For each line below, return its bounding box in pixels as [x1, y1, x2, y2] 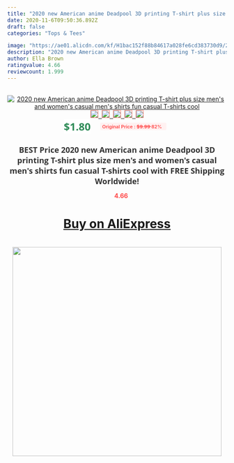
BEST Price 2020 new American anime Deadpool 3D [18, 144, 216, 155]
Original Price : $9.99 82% [102, 123, 162, 130]
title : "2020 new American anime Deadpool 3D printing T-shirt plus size [7, 10, 226, 17]
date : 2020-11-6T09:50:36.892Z [7, 17, 98, 24]
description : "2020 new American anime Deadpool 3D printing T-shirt [7, 49, 214, 56]
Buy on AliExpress [63, 216, 171, 232]
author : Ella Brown [7, 55, 64, 63]
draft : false [7, 23, 45, 30]
